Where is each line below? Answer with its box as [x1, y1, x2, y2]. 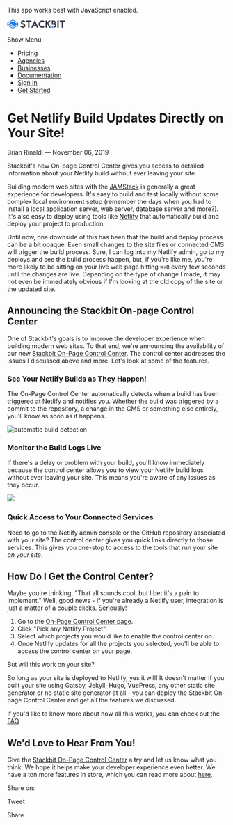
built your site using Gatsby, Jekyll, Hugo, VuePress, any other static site [7, 682, 216, 690]
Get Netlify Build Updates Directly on [7, 111, 224, 126]
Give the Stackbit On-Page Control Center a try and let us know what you [7, 755, 217, 764]
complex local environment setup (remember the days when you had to [7, 197, 212, 205]
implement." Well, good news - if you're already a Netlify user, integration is [7, 597, 224, 605]
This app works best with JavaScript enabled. [7, 6, 138, 14]
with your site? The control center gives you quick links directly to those [7, 535, 214, 544]
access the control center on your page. [17, 647, 133, 655]
